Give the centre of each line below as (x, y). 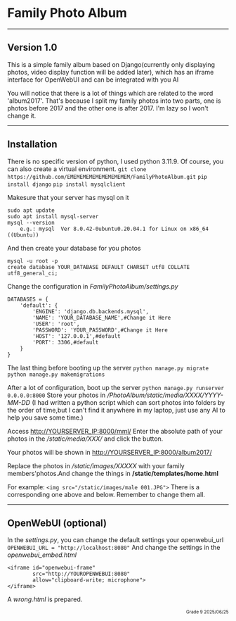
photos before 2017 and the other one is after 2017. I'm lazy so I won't (108, 108)
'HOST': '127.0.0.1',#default (77, 336)
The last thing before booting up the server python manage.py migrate (108, 368)
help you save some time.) (45, 418)
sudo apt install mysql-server (53, 216)
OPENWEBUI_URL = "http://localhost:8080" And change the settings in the (114, 548)
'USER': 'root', (56, 324)
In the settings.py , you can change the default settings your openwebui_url (116, 540)
